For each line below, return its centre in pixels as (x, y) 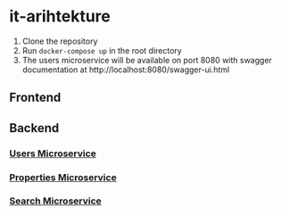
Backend (34, 128)
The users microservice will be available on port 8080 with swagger (147, 60)
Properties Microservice (63, 178)
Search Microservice (56, 201)
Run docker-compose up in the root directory (102, 50)
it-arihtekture (60, 17)
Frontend (35, 98)
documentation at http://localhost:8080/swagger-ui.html (126, 70)
